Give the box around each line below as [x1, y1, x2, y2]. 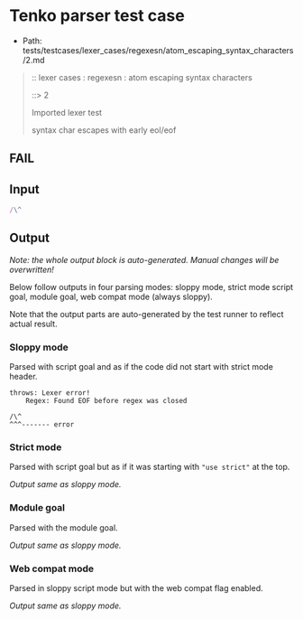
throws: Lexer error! [9, 389, 91, 398]
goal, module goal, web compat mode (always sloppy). [9, 291, 214, 302]
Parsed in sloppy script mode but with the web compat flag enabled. [9, 583, 263, 594]
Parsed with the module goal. [9, 521, 119, 533]
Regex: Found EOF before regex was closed [25, 397, 188, 406]
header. [9, 371, 38, 382]
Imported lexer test [31, 107, 102, 117]
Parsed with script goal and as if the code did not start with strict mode [9, 362, 273, 372]
